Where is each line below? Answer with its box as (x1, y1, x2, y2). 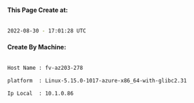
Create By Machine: (7, 42, 67, 51)
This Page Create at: (7, 6, 68, 14)
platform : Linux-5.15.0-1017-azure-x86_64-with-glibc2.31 (7, 78, 188, 85)
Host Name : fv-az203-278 (7, 64, 83, 72)
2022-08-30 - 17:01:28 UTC (7, 28, 86, 35)
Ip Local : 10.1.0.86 (7, 90, 74, 97)
